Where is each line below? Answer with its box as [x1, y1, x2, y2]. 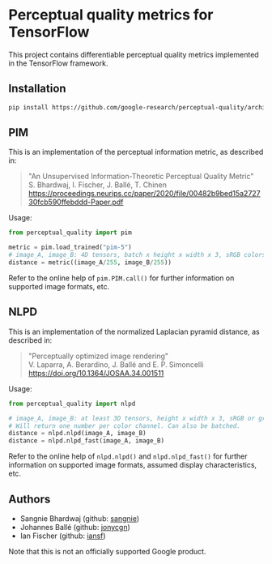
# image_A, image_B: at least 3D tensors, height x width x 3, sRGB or [8, 414, 255, 422]
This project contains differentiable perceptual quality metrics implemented [8, 49, 259, 59]
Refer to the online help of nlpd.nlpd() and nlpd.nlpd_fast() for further [8, 451, 248, 461]
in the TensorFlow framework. [8, 58, 108, 68]
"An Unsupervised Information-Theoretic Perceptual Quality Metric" [28, 172, 254, 182]
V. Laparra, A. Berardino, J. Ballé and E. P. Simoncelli [28, 359, 204, 370]
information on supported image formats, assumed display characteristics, [8, 460, 257, 470]
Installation [8, 82, 66, 96]
